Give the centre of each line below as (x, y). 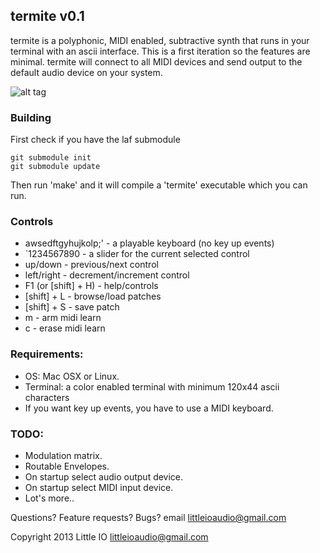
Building (31, 117)
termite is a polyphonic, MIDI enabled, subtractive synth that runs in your (160, 40)
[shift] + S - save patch (72, 307)
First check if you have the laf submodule (95, 140)
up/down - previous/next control (91, 265)
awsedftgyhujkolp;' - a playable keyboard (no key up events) (149, 243)
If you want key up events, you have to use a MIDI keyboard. (149, 408)
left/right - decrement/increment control (107, 275)
